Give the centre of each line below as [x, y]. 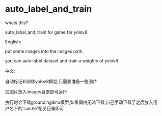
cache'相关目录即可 [44, 108]
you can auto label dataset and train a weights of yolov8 [62, 60]
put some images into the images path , [45, 51]
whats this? [17, 23]
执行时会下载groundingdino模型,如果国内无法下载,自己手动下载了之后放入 [79, 102]
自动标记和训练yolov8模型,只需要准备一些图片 [51, 81]
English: [13, 42]
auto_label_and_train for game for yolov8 [46, 32]
